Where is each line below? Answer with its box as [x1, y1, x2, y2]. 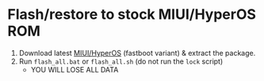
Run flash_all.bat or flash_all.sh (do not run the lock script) [18, 57, 224, 66]
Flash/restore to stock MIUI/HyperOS [7, 6, 257, 24]
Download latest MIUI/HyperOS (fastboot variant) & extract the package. [18, 48, 256, 57]
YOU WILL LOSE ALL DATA [30, 64, 119, 74]
